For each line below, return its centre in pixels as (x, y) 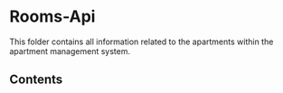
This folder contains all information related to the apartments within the (141, 42)
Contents (36, 80)
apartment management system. (70, 51)
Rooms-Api (52, 17)
